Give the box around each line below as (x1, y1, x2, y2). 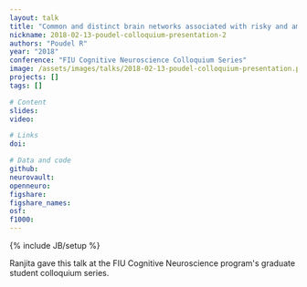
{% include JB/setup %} (9, 241, 101, 251)
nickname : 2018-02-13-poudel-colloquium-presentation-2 (9, 30, 227, 39)
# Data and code (9, 156, 71, 165)
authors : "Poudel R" (9, 38, 89, 48)
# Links (9, 131, 39, 140)
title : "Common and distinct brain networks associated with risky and (9, 22, 288, 31)
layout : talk (9, 13, 59, 23)
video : (9, 115, 35, 124)
